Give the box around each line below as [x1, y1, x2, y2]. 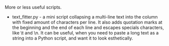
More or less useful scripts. [5, 4, 62, 10]
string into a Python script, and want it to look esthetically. [12, 35, 134, 41]
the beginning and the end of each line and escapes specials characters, [12, 24, 164, 30]
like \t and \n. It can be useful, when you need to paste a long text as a [12, 30, 159, 35]
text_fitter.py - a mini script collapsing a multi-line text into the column [12, 14, 158, 19]
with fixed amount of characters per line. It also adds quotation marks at [12, 19, 162, 25]
